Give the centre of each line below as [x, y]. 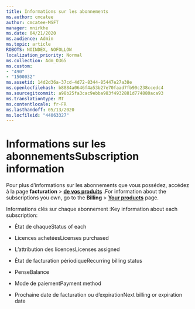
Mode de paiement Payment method [58, 283]
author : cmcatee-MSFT [32, 22]
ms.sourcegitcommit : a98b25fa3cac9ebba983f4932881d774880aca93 [85, 93]
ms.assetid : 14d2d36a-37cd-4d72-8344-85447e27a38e [69, 83]
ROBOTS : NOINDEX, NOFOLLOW [39, 50]
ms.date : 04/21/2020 [31, 33]
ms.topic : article [28, 45]
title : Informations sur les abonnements [57, 11]
